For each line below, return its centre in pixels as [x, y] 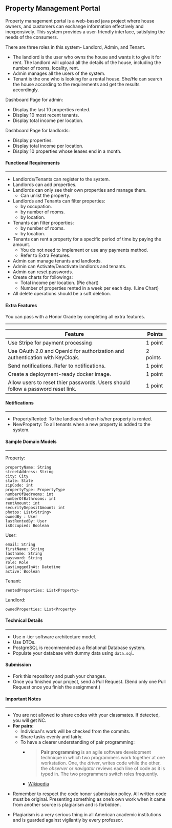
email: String [20, 544]
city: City [17, 476]
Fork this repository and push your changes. [59, 676]
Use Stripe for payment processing [50, 343]
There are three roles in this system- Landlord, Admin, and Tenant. [76, 47]
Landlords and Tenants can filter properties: [59, 201]
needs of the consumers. [32, 37]
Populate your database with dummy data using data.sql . [73, 653]
